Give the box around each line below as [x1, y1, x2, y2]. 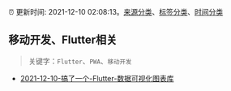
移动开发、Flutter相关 [8, 33, 118, 47]
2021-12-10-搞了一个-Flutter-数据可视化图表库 [19, 73, 174, 83]
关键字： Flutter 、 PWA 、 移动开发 [28, 56, 132, 66]
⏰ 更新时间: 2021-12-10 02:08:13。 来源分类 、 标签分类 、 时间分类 [8, 7, 224, 16]
